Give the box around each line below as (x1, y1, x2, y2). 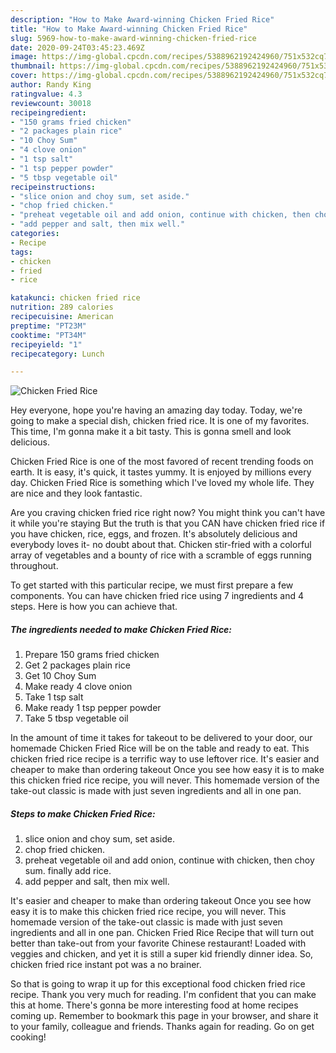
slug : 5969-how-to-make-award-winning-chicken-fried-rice (10, 33, 257, 43)
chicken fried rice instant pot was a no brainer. (10, 959, 202, 971)
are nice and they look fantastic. (10, 487, 143, 500)
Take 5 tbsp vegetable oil (24, 712, 129, 725)
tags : (10, 247, 33, 257)
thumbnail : (10, 61, 56, 71)
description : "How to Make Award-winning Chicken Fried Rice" (10, 14, 275, 25)
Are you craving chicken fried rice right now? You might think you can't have (10, 507, 326, 519)
